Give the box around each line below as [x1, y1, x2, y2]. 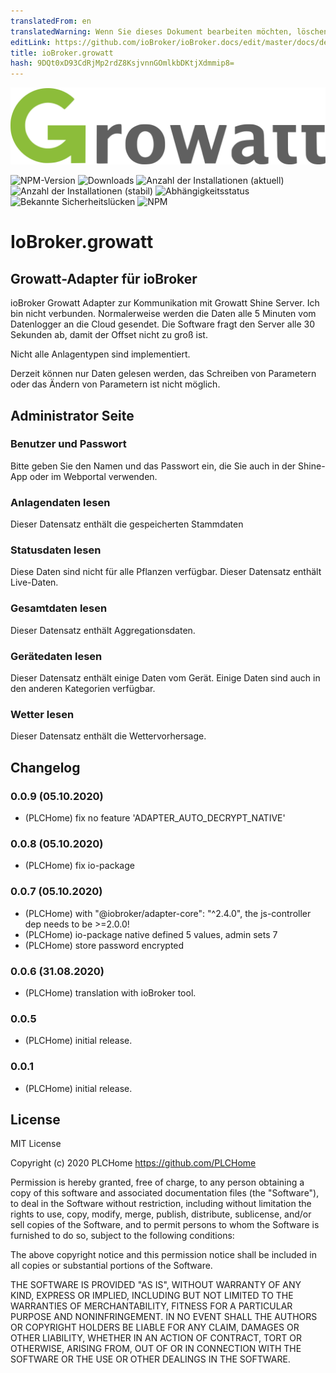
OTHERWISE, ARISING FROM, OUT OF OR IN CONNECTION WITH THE [10, 1343, 302, 1355]
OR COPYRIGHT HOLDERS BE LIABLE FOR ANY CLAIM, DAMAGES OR [10, 1321, 300, 1334]
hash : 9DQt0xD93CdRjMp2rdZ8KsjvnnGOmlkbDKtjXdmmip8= [10, 58, 235, 69]
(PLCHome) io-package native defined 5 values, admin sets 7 [24, 928, 278, 940]
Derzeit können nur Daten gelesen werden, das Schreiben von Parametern [10, 368, 317, 380]
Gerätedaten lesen [10, 649, 103, 663]
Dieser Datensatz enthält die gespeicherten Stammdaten [10, 518, 244, 530]
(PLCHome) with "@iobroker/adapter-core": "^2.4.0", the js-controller [24, 907, 312, 919]
